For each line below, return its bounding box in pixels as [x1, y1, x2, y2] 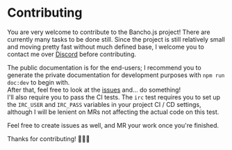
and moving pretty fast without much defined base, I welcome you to [7, 42, 205, 51]
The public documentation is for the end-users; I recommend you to [7, 63, 201, 72]
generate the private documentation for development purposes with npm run [7, 71, 225, 79]
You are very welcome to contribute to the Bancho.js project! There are [7, 28, 210, 36]
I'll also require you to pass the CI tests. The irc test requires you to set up [7, 92, 221, 101]
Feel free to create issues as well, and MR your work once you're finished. [7, 121, 219, 129]
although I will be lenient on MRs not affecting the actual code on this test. [7, 108, 219, 116]
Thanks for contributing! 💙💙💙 [7, 134, 90, 143]
